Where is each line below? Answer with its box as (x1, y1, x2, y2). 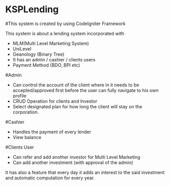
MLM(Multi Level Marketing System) (12, 40, 89, 46)
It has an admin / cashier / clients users (12, 56, 95, 62)
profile (12, 92, 27, 99)
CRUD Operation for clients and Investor (12, 98, 98, 104)
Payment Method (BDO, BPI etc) (12, 62, 80, 68)
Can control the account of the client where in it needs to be (12, 82, 139, 88)
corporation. (12, 109, 39, 115)
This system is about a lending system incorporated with (5, 30, 125, 36)
